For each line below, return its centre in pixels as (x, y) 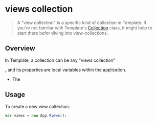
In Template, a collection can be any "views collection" (60, 60)
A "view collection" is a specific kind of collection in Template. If (82, 23)
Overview (20, 48)
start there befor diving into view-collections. (62, 33)
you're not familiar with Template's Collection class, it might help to (85, 27)
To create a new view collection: (37, 106)
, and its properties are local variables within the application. (66, 70)
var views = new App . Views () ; (36, 115)
